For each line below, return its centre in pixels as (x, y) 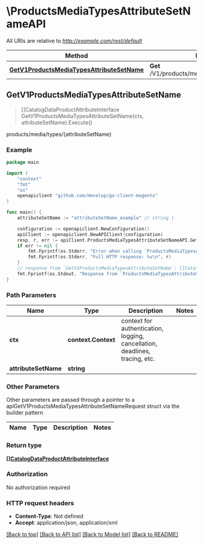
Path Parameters (31, 295)
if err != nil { (38, 246)
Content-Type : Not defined (49, 516)
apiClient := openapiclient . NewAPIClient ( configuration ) (90, 234)
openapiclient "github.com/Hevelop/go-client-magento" (88, 196)
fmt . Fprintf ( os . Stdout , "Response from (67, 274)
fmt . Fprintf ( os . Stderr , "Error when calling (85, 251)
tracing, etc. (138, 358)
